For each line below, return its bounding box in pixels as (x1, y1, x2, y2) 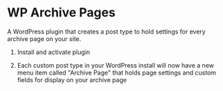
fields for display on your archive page (17, 75, 127, 83)
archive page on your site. (7, 34, 81, 42)
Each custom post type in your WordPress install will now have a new (17, 61, 215, 69)
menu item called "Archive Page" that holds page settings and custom (17, 68, 216, 77)
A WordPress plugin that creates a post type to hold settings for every (7, 27, 206, 36)
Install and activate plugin (17, 48, 90, 56)
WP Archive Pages (7, 5, 116, 21)
